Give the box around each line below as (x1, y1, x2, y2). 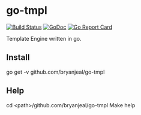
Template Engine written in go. (6, 35, 82, 42)
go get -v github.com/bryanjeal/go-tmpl (6, 68, 105, 75)
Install (6, 52, 30, 63)
